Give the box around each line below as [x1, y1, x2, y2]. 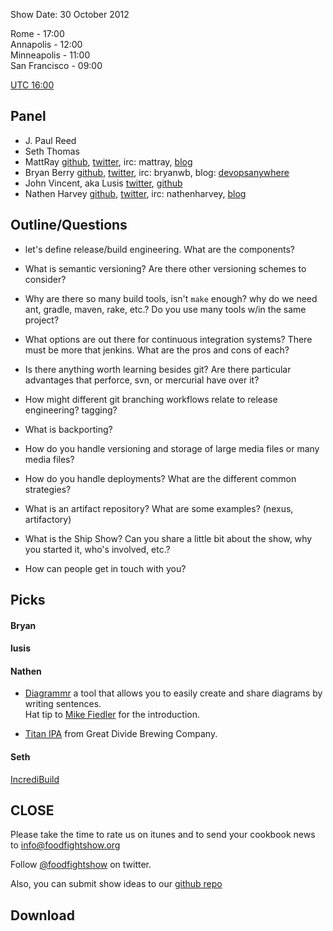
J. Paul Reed [24, 134, 77, 146]
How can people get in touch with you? [24, 562, 187, 574]
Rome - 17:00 [10, 28, 65, 39]
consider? [24, 273, 67, 285]
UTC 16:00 [10, 79, 55, 91]
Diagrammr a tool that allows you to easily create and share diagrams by [24, 687, 323, 699]
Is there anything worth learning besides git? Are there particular [24, 363, 292, 375]
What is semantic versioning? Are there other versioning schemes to [24, 262, 307, 274]
